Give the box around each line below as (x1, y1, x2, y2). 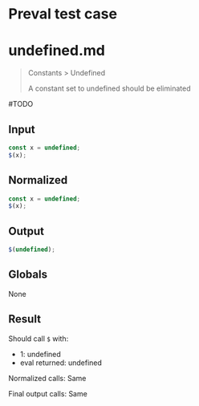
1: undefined (19, 349, 62, 359)
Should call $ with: (8, 334, 69, 343)
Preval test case (8, 5, 118, 23)
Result (8, 312, 42, 326)
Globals (8, 268, 48, 282)
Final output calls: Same (8, 388, 88, 398)
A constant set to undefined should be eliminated (27, 83, 191, 93)
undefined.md (8, 42, 106, 60)
